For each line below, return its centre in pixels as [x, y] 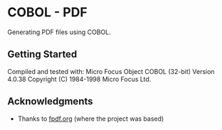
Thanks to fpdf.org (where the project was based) [91, 119]
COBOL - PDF [47, 12]
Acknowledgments [51, 101]
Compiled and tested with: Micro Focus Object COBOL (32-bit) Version [111, 71]
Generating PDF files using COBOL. [59, 32]
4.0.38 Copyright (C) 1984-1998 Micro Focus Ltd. [79, 79]
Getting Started [42, 54]
